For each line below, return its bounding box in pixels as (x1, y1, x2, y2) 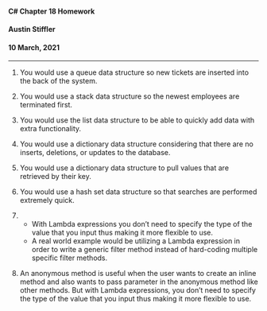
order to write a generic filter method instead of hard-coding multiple (31, 245, 258, 255)
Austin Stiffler (8, 25, 56, 34)
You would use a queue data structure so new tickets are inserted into (19, 68, 249, 77)
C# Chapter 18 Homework (8, 6, 95, 16)
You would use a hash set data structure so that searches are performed (19, 187, 257, 196)
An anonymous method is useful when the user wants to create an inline (19, 269, 257, 278)
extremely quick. (19, 196, 75, 205)
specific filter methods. (31, 253, 108, 262)
